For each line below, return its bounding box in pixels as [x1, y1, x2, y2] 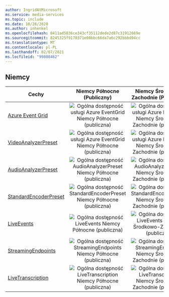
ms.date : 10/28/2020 [5, 21, 49, 27]
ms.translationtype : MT [5, 40, 55, 45]
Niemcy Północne [76, 88, 120, 95]
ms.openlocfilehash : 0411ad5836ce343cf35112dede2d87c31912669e [5, 31, 141, 36]
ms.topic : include [5, 17, 44, 22]
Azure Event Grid [8, 112, 48, 119]
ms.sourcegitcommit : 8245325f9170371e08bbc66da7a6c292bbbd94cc [5, 36, 141, 41]
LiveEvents [8, 220, 34, 227]
